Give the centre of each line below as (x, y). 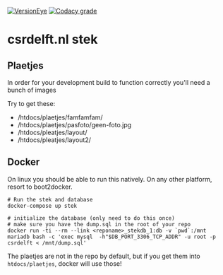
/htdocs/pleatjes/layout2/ (54, 140)
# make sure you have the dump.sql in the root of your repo (99, 224)
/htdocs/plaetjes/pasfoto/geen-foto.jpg (74, 125)
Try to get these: (31, 104)
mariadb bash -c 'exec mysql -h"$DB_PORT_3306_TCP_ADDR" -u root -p (112, 237)
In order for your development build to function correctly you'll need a (109, 82)
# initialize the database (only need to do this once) (91, 218)
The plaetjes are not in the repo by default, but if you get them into (104, 256)
